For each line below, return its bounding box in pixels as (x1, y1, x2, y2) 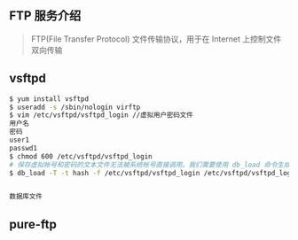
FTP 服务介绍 (9, 8, 82, 24)
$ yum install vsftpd (9, 94, 90, 104)
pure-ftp (9, 216, 58, 232)
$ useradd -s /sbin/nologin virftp (9, 103, 141, 112)
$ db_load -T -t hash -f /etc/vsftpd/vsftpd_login (9, 168, 200, 177)
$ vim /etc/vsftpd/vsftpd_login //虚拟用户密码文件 (9, 111, 193, 120)
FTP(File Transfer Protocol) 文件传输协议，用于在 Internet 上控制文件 (30, 34, 282, 44)
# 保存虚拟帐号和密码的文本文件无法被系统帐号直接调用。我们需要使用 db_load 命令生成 (9, 160, 291, 169)
